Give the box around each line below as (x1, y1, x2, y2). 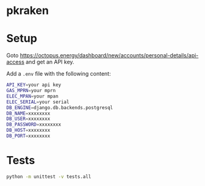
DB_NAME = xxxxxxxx (6, 110, 51, 116)
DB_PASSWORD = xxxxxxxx (6, 121, 62, 128)
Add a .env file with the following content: (6, 70, 111, 77)
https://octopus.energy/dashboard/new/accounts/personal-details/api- (20, 52, 199, 59)
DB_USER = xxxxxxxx (6, 116, 51, 122)
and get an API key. (25, 59, 74, 66)
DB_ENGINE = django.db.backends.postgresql (6, 104, 113, 110)
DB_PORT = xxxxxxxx (6, 133, 51, 139)
